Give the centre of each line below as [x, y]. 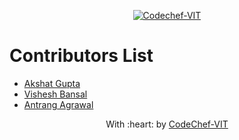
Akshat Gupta [52, 83]
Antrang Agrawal [58, 104]
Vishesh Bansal [55, 94]
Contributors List [81, 56]
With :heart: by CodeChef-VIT [167, 124]
